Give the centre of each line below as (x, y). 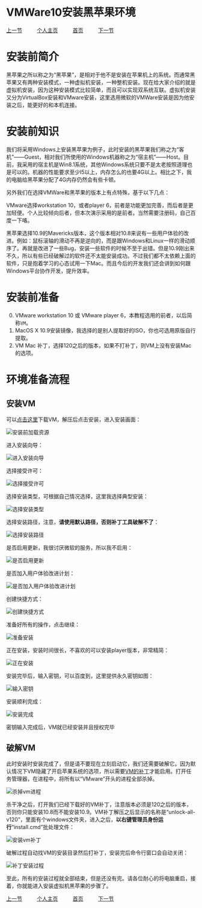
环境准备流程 (38, 379)
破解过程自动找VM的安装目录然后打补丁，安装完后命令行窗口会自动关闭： (97, 852)
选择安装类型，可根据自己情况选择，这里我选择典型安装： (77, 496)
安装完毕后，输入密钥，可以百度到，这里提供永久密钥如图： (80, 676)
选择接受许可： (25, 471)
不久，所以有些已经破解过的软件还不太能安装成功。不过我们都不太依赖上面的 (101, 256)
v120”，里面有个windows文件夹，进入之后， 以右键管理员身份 (82, 819)
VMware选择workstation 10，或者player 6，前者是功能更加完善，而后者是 (97, 205)
